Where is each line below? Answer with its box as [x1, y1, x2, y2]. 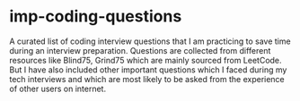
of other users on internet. [9, 83, 106, 94]
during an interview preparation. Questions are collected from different [9, 45, 271, 55]
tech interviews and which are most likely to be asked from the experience [9, 73, 285, 84]
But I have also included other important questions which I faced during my [9, 64, 287, 75]
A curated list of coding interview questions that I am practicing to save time [9, 36, 291, 46]
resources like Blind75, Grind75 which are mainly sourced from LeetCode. [9, 55, 282, 65]
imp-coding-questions [9, 6, 182, 27]
